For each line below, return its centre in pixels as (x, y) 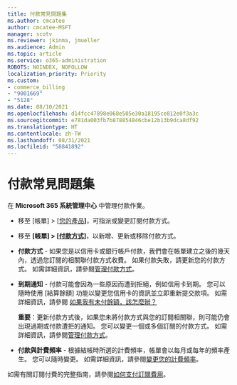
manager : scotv (30, 34)
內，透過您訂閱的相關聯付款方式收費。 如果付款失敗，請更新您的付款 (118, 260)
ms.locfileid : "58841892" (46, 147)
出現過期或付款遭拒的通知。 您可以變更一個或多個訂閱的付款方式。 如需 (122, 326)
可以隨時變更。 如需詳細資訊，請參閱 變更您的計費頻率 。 (120, 359)
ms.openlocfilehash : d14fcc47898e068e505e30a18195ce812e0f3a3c (103, 114)
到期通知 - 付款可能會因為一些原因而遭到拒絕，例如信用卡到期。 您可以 (122, 284)
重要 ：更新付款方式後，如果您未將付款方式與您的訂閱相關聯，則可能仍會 (123, 317)
